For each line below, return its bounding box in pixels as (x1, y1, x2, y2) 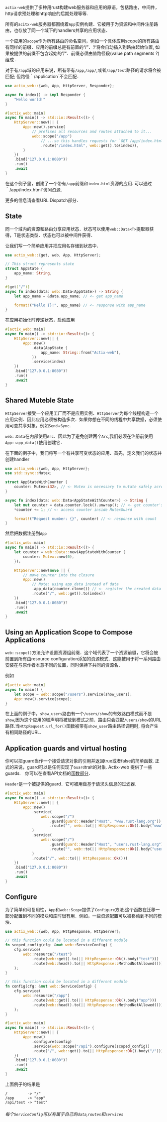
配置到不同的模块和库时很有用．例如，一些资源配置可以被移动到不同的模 (13, 913, 162, 919)
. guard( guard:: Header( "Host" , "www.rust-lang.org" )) (49, 819, 162, 824)
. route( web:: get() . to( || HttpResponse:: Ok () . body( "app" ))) (31, 997, 157, 1002)
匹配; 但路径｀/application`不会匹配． (5, 74, 82, 79)
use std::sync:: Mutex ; (5, 471, 52, 476)
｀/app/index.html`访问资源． (5, 186, 65, 193)
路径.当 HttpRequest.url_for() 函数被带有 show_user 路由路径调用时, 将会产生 (5, 723, 159, 729)
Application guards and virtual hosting (5, 744, 127, 752)
